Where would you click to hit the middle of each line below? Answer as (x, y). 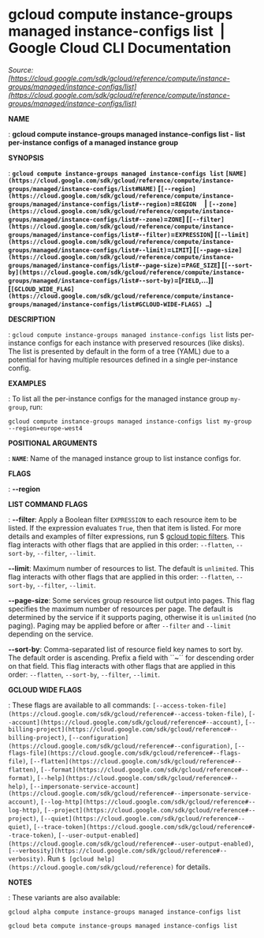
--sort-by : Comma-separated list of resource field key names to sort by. (126, 649)
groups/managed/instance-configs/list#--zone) (86, 219)
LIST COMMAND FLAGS (48, 504)
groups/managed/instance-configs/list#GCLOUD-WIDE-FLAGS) (105, 304)
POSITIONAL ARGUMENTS (53, 443)
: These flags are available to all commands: (80, 705)
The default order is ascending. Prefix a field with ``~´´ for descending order (131, 658)
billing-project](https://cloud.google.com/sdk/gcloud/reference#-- (123, 729)
